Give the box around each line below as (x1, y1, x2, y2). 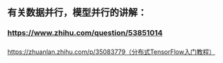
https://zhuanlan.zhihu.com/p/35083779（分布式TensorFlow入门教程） (7, 48, 216, 56)
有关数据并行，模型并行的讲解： (7, 6, 147, 19)
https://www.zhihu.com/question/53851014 (7, 28, 163, 38)
